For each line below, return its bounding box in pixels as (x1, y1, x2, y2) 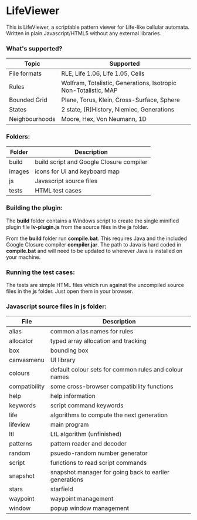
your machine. (6, 254, 41, 261)
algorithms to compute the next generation (50, 411, 168, 419)
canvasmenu (9, 356, 45, 364)
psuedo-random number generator (50, 449, 148, 457)
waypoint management (50, 495, 114, 503)
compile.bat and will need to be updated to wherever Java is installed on (6, 247, 183, 254)
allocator (9, 337, 33, 345)
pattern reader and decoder (50, 440, 127, 448)
